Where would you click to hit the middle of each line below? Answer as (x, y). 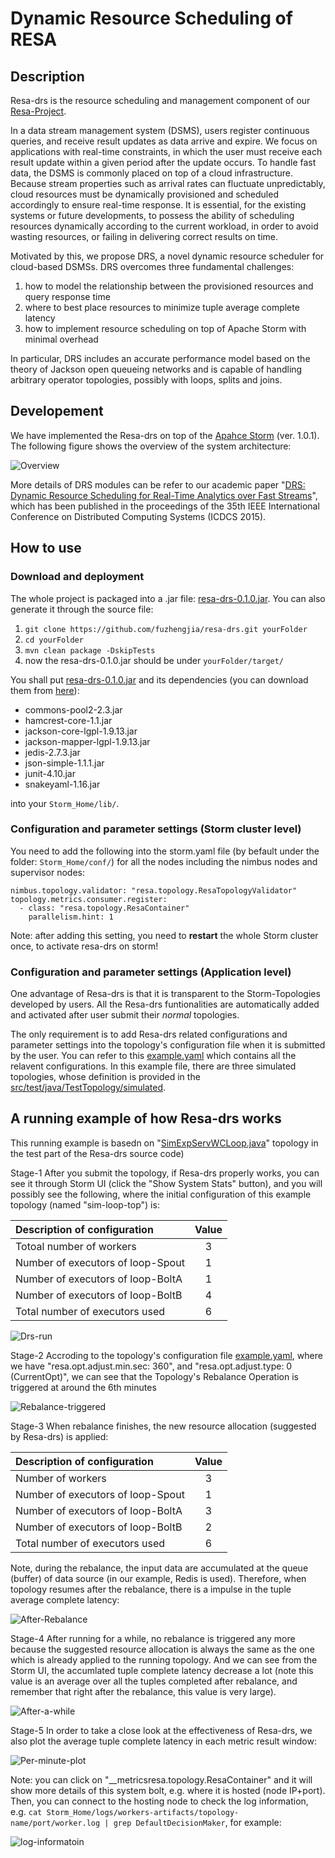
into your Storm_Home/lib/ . (65, 803)
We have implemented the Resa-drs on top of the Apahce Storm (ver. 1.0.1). (165, 435)
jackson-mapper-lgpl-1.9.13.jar (87, 741)
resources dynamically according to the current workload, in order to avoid (164, 226)
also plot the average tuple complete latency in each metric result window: (163, 1741)
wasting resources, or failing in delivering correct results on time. (144, 236)
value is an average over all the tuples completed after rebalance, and (154, 1681)
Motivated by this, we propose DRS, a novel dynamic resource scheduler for (167, 256)
